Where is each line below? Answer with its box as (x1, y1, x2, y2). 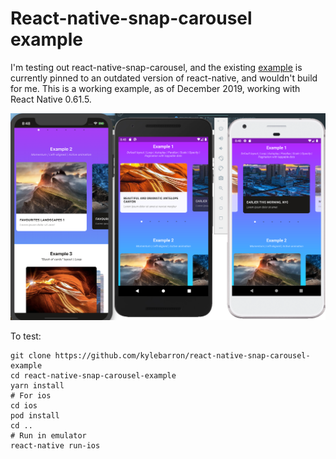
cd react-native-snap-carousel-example (10, 371, 177, 381)
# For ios (10, 391, 52, 401)
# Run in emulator (10, 431, 87, 441)
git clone (10, 351, 52, 361)
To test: (10, 330, 42, 342)
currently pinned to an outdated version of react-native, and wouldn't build (10, 72, 318, 84)
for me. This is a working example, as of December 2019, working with (10, 82, 301, 94)
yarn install (10, 381, 65, 391)
